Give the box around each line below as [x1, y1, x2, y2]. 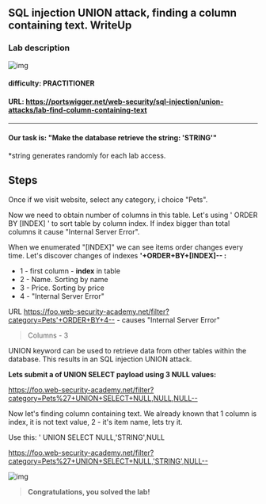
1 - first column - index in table [19, 265, 121, 276]
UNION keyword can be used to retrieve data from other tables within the [8, 346, 247, 355]
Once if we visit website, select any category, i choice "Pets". [8, 194, 208, 204]
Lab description [8, 43, 70, 54]
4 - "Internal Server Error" [19, 291, 104, 300]
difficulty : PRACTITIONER [8, 78, 95, 88]
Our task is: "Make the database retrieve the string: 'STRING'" [8, 133, 218, 143]
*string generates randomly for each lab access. [8, 151, 166, 160]
